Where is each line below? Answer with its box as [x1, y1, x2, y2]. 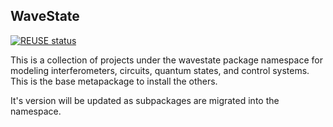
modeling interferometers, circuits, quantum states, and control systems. [10, 64, 310, 76]
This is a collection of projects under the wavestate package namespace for [10, 54, 323, 66]
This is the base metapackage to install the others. [10, 75, 218, 87]
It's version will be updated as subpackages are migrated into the [10, 94, 280, 106]
